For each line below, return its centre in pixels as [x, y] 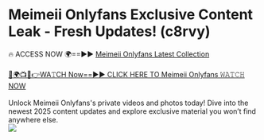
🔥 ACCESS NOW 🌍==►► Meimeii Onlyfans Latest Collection [109, 54]
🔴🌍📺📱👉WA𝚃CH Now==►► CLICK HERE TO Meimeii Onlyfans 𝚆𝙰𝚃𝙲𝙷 [126, 74]
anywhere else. [33, 119]
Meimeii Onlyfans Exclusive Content [130, 15]
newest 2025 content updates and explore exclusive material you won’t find [132, 111]
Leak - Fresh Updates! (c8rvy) [109, 31]
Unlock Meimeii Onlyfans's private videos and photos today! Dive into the [128, 103]
